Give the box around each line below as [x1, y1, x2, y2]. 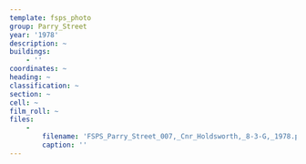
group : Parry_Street [9, 22, 88, 31]
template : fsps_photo [9, 13, 92, 23]
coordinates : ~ [9, 65, 67, 74]
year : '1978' [9, 30, 59, 39]
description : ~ [9, 38, 67, 48]
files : [9, 115, 35, 124]
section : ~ [9, 89, 51, 98]
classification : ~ [9, 81, 79, 90]
